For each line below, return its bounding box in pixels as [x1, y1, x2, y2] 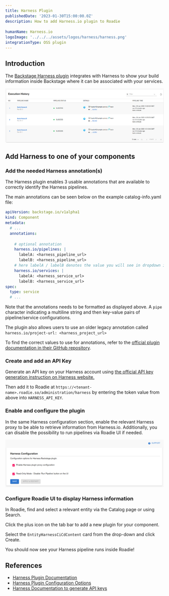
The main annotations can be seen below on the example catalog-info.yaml [5, 194, 161, 200]
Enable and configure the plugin [5, 407, 85, 414]
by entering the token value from [92, 389, 160, 395]
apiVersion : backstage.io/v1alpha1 [5, 210, 80, 215]
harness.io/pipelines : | [14, 247, 66, 252]
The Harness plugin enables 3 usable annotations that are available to [5, 179, 150, 185]
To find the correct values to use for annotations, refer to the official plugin [5, 339, 160, 345]
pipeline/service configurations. [5, 315, 71, 321]
